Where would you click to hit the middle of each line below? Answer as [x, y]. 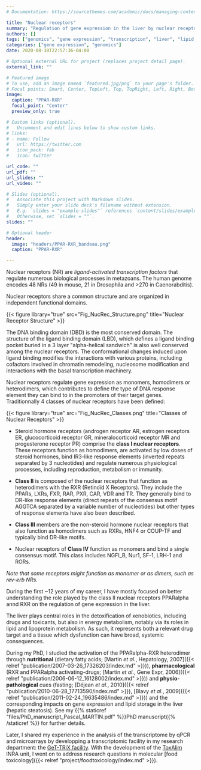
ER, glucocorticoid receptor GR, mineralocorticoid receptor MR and [98, 438]
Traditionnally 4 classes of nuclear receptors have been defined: [86, 402]
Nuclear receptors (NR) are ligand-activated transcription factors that [92, 272]
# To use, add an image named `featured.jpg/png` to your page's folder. [100, 83]
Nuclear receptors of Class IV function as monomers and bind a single [102, 549]
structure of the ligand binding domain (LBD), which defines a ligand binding [100, 339]
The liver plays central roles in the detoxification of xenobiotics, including [96, 616]
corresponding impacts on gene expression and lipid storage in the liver [95, 704]
